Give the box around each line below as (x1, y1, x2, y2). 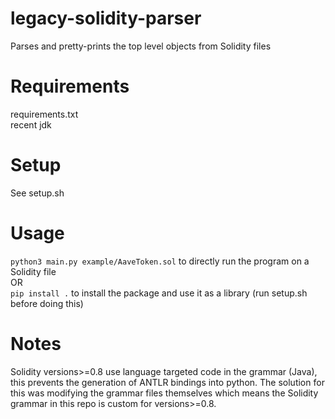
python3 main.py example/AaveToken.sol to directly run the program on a (10, 255, 310, 267)
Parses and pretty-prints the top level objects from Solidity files (10, 40, 272, 52)
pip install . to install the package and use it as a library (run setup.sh (10, 287, 308, 299)
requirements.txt (10, 108, 79, 120)
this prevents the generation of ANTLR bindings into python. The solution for (10, 376, 325, 388)
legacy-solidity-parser (10, 7, 202, 30)
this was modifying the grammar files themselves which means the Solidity (10, 387, 319, 399)
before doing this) (10, 297, 84, 309)
